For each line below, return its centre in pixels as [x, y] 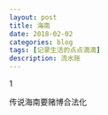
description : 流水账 [45, 58]
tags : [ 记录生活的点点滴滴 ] [55, 50]
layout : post [33, 17]
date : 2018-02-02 [41, 34]
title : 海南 [30, 26]
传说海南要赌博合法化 [48, 102]
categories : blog [41, 42]
